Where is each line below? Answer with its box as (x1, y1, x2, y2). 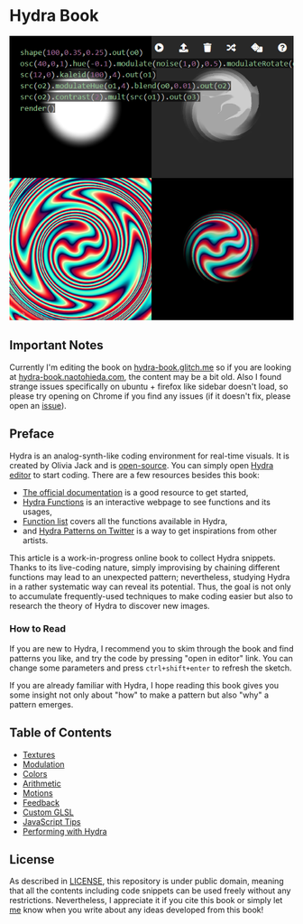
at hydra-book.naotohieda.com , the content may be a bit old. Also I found (9, 371, 282, 382)
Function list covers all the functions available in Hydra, (22, 515, 228, 526)
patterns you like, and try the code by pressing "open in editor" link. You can (9, 652, 293, 663)
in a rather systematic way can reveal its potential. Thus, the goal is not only (9, 581, 291, 592)
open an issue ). (9, 400, 68, 411)
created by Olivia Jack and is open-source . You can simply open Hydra (9, 459, 274, 470)
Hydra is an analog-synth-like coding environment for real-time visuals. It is (9, 450, 290, 461)
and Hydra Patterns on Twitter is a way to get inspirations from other (22, 525, 278, 536)
